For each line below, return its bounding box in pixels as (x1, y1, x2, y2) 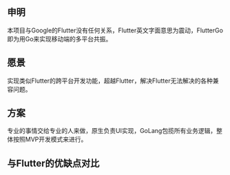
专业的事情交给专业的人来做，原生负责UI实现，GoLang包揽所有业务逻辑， (7, 127, 217, 135)
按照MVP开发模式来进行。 (12, 135, 87, 143)
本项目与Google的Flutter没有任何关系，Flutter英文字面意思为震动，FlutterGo (7, 26, 224, 34)
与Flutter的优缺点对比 (7, 157, 100, 169)
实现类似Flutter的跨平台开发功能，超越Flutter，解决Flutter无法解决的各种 (7, 76, 213, 85)
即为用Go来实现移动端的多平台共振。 (7, 34, 112, 43)
